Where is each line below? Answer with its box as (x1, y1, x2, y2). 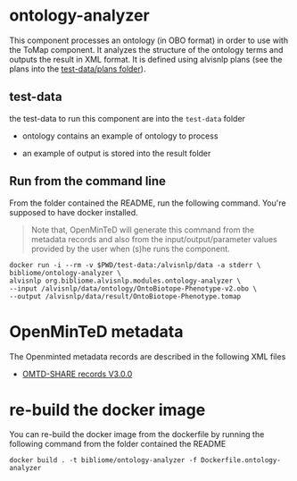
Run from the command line (9, 173, 167, 189)
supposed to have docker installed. (9, 207, 138, 217)
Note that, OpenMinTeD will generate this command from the (30, 224, 255, 235)
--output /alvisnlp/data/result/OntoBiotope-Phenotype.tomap (9, 291, 242, 300)
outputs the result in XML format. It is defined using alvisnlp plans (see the (9, 54, 283, 64)
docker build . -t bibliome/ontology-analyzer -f (9, 456, 198, 465)
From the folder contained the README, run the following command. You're (9, 198, 287, 208)
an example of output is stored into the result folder (21, 148, 211, 158)
